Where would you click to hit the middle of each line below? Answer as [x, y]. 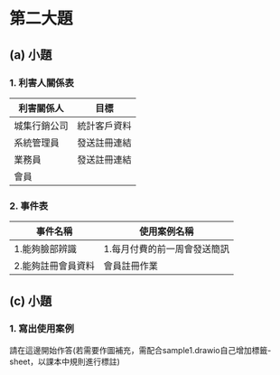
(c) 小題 [31, 300]
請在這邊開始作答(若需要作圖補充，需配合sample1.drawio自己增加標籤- [140, 350]
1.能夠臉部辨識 [45, 249]
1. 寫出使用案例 [42, 329]
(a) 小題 [31, 55]
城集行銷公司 [42, 126]
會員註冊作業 [131, 266]
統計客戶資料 [105, 126]
